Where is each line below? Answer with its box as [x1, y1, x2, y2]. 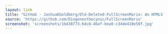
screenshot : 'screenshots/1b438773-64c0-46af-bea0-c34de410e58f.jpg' [5, 21, 154, 26]
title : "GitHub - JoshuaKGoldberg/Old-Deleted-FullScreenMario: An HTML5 [5, 12, 163, 17]
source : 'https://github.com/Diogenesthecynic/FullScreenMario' [5, 16, 143, 21]
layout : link [5, 7, 33, 12]
